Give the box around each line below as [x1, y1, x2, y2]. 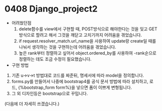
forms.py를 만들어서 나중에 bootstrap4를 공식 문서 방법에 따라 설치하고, [11, 78, 148, 84]
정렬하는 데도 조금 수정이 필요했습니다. [18, 56, 92, 62]
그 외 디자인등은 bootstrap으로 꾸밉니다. [11, 90, 88, 96]
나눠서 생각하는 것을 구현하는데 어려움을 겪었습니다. [18, 44, 116, 50]
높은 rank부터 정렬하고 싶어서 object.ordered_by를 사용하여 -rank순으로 [18, 50, 157, 56]
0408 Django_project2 [4, 3, 98, 14]
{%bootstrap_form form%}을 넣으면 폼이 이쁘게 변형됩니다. [18, 84, 132, 90]
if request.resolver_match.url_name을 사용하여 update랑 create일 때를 [18, 38, 156, 44]
